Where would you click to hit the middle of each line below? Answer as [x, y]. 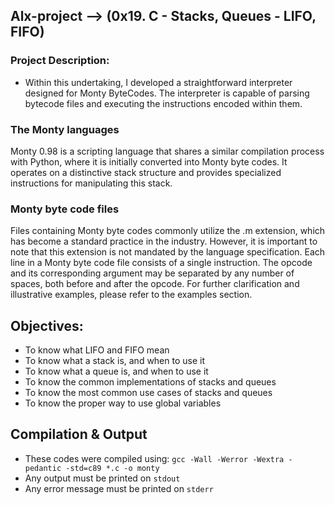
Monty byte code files [65, 209]
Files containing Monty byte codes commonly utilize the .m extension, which [168, 231]
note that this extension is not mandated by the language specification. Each [168, 252]
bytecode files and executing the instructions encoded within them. [163, 103]
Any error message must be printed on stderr [119, 488]
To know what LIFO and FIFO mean [97, 350]
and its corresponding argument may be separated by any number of [152, 273]
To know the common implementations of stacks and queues [150, 382]
